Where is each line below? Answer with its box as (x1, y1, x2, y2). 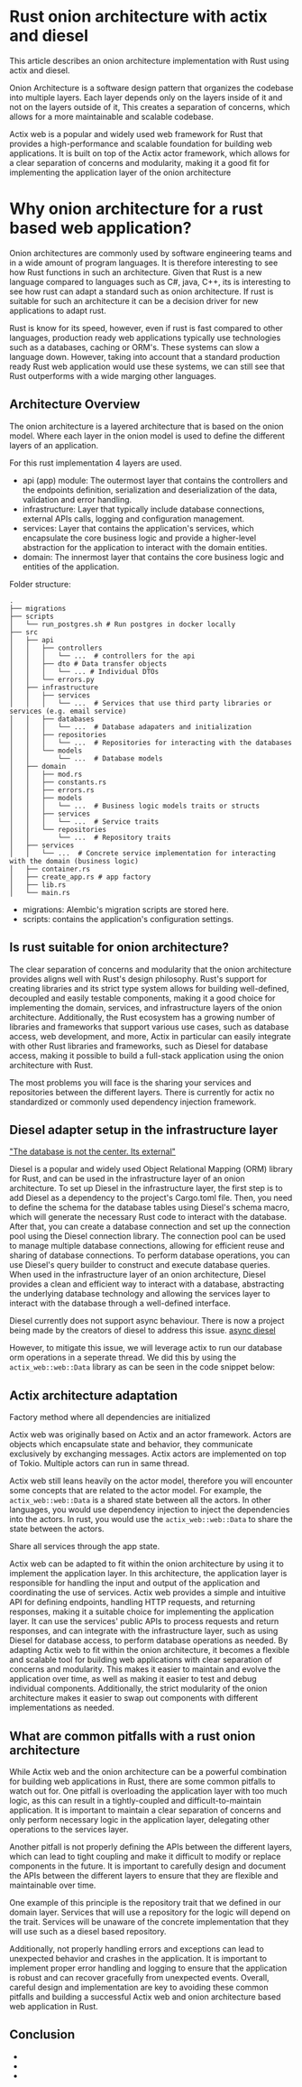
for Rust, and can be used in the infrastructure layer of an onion (9, 1173, 245, 1184)
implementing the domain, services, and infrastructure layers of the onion (9, 1002, 282, 1012)
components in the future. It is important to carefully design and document (9, 1861, 287, 1871)
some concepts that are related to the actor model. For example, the (9, 1485, 262, 1496)
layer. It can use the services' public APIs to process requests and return (9, 1616, 279, 1627)
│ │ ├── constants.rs (9, 778, 106, 787)
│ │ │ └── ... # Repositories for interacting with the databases (9, 738, 293, 747)
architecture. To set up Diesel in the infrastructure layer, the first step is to (9, 1183, 283, 1194)
